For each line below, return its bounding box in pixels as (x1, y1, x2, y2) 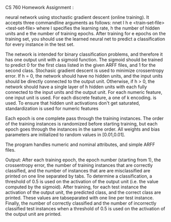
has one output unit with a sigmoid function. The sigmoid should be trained (5, 57, 163, 63)
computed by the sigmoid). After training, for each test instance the (5, 184, 147, 190)
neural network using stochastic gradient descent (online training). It (5, 14, 150, 20)
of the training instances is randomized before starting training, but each (5, 121, 158, 127)
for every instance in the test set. (5, 41, 75, 47)
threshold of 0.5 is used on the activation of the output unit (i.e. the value (5, 179, 159, 184)
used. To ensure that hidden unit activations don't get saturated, (5, 100, 140, 106)
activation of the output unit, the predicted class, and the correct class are (5, 189, 161, 195)
